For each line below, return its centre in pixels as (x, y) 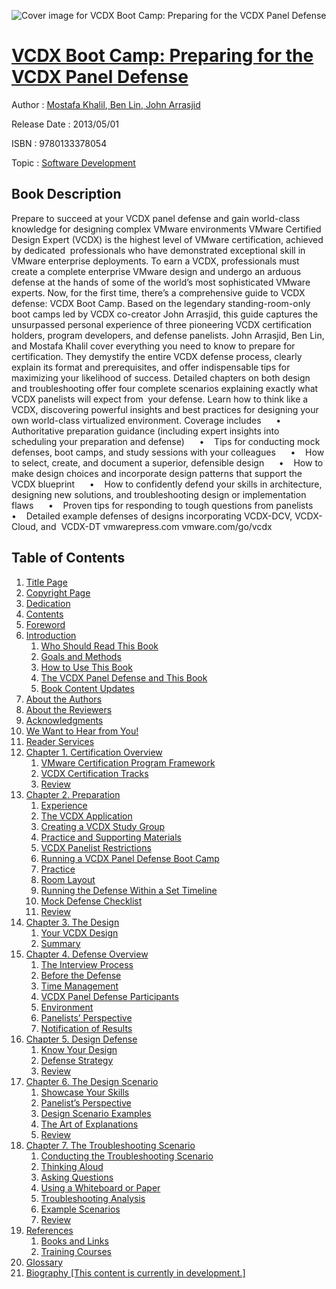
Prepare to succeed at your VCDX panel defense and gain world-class (156, 218)
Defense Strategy (77, 1060)
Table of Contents (68, 558)
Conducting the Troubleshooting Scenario (127, 1156)
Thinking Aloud (72, 1166)
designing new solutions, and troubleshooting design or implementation (159, 494)
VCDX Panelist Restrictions (96, 847)
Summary (60, 943)
